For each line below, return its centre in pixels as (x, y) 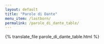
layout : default (21, 9)
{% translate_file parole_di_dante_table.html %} (52, 37)
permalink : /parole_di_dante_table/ (42, 23)
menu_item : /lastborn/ (28, 18)
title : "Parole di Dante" (31, 14)
